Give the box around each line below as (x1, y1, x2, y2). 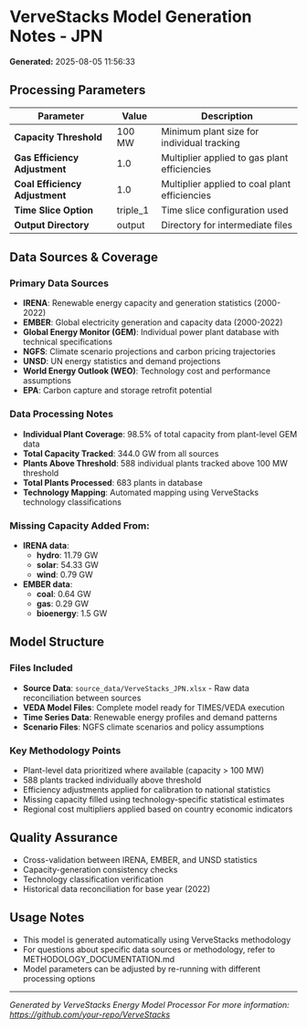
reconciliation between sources (22, 692, 142, 703)
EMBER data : (22, 579, 73, 590)
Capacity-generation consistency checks (22, 864, 178, 875)
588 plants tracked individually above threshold (22, 774, 202, 786)
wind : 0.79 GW (36, 569, 93, 581)
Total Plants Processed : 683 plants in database (22, 477, 203, 488)
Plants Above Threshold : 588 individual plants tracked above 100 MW (22, 457, 288, 468)
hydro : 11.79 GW (36, 550, 99, 561)
